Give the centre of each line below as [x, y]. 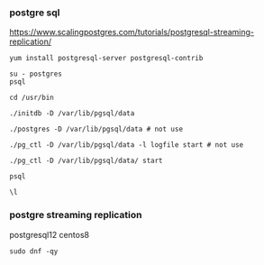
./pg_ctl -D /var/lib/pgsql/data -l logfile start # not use [127, 145]
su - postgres [36, 74]
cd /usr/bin [32, 98]
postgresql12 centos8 [50, 234]
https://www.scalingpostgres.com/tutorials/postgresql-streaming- [132, 32]
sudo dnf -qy [34, 251]
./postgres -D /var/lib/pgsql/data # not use [96, 129]
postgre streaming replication [76, 215]
